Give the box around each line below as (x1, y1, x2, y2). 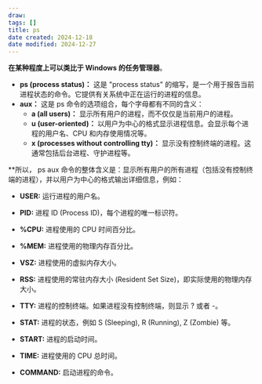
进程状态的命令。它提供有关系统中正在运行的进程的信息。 (19, 89, 206, 99)
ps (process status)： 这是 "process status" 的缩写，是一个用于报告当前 (19, 80, 255, 89)
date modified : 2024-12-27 (8, 41, 96, 49)
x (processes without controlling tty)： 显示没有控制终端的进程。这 (31, 139, 252, 148)
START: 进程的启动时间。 (19, 335, 102, 344)
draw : (8, 11, 26, 20)
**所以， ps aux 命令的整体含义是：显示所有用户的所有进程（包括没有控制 (8, 165, 247, 175)
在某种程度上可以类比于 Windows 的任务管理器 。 (8, 63, 167, 73)
